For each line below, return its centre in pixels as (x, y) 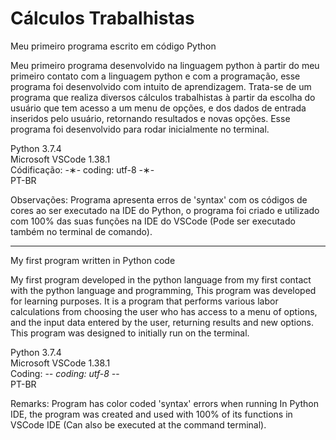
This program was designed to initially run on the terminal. (130, 333)
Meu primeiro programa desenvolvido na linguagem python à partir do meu (165, 65)
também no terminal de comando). (81, 231)
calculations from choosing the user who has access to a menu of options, (164, 311)
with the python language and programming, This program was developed (163, 290)
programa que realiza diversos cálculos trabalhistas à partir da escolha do (163, 97)
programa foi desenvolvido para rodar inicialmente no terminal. (140, 129)
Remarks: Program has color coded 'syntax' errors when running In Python (164, 403)
